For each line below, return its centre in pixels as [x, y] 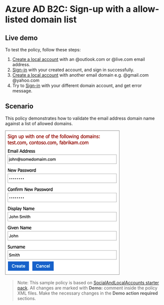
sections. [26, 298]
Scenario [19, 107]
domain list [54, 20]
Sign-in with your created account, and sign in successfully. [73, 70]
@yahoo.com [26, 80]
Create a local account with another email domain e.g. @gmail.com [81, 75]
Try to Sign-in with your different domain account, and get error [77, 86]
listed [17, 20]
